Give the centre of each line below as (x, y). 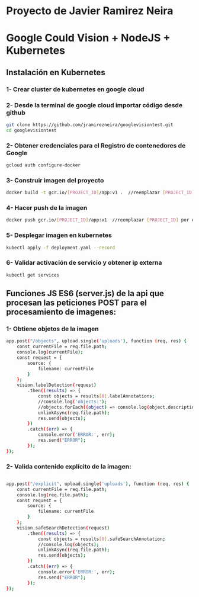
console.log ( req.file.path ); (53, 495)
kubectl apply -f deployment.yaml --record (61, 248)
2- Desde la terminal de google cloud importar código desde (94, 105)
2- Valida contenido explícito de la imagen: (69, 466)
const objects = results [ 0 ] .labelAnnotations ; (96, 396)
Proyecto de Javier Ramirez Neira (90, 11)
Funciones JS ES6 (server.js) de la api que (85, 293)
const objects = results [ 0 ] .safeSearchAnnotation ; (102, 539)
